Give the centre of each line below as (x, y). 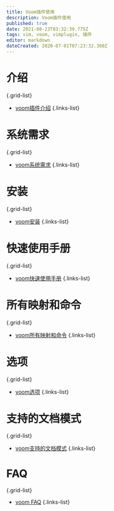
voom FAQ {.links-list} (42, 502)
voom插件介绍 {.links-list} (47, 108)
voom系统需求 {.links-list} (47, 165)
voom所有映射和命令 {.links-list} (55, 335)
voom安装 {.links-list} (42, 221)
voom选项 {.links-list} (42, 391)
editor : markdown (28, 40)
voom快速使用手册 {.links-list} (52, 278)
